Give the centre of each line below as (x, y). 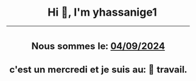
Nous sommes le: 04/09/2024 (98, 46)
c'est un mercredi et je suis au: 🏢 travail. (98, 70)
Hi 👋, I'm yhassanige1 (102, 12)
